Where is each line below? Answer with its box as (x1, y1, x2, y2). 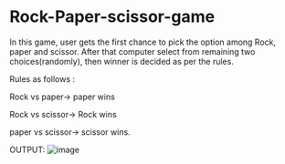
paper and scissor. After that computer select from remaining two (9, 46, 256, 56)
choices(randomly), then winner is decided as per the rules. (9, 56, 235, 67)
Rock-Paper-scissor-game (9, 6, 216, 27)
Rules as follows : (9, 73, 76, 84)
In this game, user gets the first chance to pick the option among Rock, (9, 36, 277, 47)
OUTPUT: (9, 144, 46, 155)
